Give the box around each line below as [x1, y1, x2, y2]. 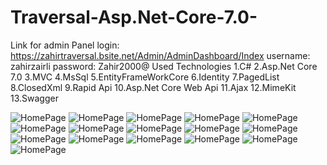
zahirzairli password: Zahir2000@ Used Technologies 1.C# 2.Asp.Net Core [10, 60, 318, 72]
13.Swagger [10, 92, 59, 104]
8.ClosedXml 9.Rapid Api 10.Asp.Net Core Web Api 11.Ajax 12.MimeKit [10, 81, 297, 93]
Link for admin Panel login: [10, 39, 120, 51]
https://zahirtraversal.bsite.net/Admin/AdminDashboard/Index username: [10, 49, 311, 61]
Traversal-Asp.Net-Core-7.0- [10, 6, 258, 29]
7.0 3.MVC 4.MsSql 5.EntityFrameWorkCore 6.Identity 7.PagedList [10, 71, 280, 83]
